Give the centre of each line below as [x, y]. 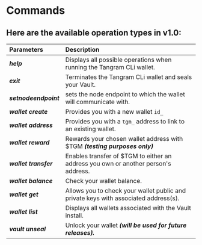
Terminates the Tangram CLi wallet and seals [129, 77]
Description [82, 50]
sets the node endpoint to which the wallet [125, 94]
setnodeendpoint [35, 98]
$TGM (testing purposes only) [109, 146]
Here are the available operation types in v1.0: [94, 33]
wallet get [24, 194]
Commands [36, 11]
